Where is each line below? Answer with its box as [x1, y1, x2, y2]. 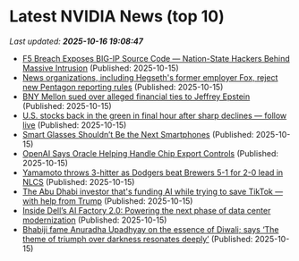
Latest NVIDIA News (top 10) [9, 6, 226, 27]
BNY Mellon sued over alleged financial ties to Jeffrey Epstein [21, 91, 251, 102]
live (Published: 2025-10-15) [21, 119, 127, 130]
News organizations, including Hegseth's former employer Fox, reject [21, 72, 278, 82]
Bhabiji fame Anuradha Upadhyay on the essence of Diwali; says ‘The [21, 223, 279, 234]
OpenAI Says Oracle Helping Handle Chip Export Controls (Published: [21, 147, 279, 158]
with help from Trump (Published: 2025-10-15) [21, 195, 193, 206]
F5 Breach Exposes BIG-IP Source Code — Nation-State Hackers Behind [21, 53, 290, 63]
